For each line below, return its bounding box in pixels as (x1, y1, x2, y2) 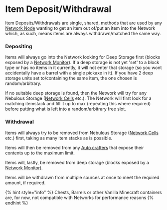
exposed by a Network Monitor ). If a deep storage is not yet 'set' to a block (5, 60, 160, 66)
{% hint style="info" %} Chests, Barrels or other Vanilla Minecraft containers (5, 189, 162, 195)
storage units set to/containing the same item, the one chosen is (5, 75, 137, 81)
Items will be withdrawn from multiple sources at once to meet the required (5, 174, 160, 180)
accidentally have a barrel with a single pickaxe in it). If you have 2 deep (5, 70, 154, 76)
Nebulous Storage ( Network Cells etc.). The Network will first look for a (5, 95, 152, 101)
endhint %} (5, 200, 28, 206)
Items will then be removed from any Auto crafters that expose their (5, 144, 144, 150)
